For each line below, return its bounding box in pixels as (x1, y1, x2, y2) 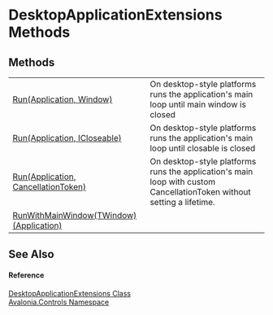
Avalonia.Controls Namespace (8, 297, 110, 307)
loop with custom (149, 177, 216, 187)
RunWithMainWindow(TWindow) (12, 210, 137, 221)
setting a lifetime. (149, 197, 215, 208)
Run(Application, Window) (12, 94, 113, 105)
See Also (8, 247, 54, 261)
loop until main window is (149, 99, 246, 110)
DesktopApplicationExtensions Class (8, 288, 132, 298)
